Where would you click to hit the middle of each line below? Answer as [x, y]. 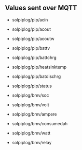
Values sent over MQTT [41, 8]
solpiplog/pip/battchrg [34, 57]
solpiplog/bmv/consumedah [40, 123]
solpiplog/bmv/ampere [34, 114]
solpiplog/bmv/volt [30, 105]
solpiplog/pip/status [32, 86]
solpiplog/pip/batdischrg [36, 76]
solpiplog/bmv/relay [32, 142]
